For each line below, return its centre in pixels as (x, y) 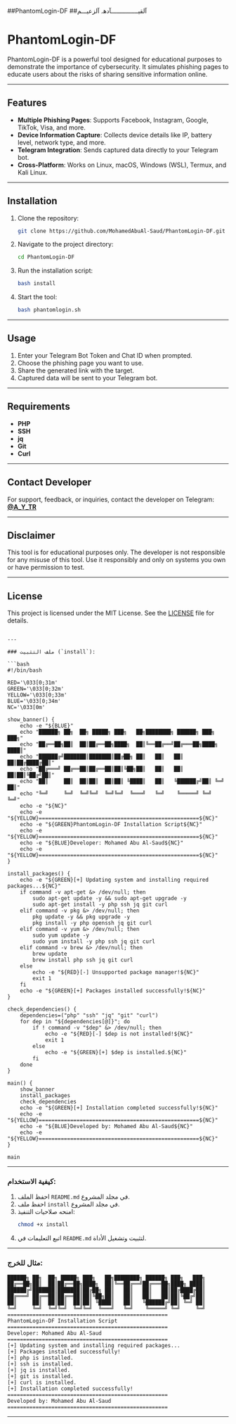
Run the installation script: (55, 270)
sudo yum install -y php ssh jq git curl (94, 942)
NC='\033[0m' (26, 708)
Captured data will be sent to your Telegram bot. (87, 377)
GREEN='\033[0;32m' (36, 689)
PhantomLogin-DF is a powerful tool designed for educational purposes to (115, 59)
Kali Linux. (32, 172)
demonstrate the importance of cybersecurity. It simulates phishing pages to (118, 66)
